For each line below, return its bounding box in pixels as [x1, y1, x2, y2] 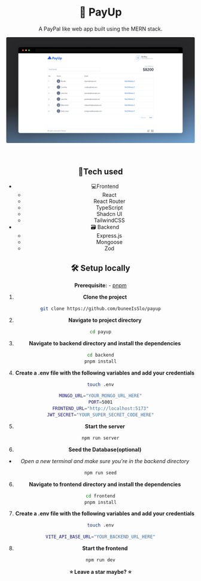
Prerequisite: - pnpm [74, 282, 127, 289]
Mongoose [96, 239, 123, 246]
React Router [93, 197, 126, 205]
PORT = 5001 [88, 399, 113, 406]
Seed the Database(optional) [68, 446, 142, 453]
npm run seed [84, 470, 117, 476]
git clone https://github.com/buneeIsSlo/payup [39, 306, 162, 312]
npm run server [81, 435, 120, 441]
